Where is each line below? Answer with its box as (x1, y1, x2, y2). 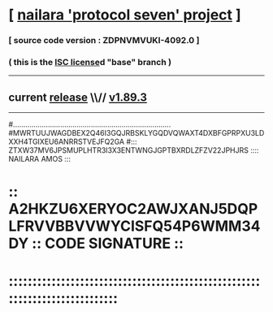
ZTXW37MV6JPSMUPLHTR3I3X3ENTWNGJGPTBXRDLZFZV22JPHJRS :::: (8, 145, 259, 155)
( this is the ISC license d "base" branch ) (8, 57, 172, 68)
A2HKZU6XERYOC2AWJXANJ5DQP (8, 200, 258, 219)
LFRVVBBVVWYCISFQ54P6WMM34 (8, 217, 261, 236)
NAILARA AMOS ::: (8, 154, 71, 164)
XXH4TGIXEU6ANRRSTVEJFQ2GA (8, 136, 124, 147)
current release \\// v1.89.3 (8, 90, 148, 104)
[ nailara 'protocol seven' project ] (8, 6, 241, 24)
